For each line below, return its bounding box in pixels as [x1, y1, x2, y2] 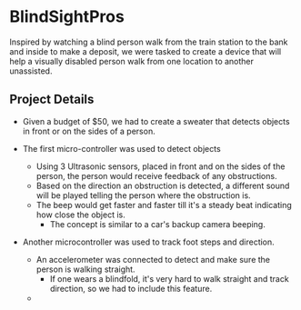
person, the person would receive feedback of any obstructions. [35, 170, 277, 181]
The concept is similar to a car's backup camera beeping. [49, 218, 266, 229]
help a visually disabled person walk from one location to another [9, 55, 255, 66]
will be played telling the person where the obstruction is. [35, 189, 252, 201]
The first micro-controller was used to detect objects [22, 143, 221, 154]
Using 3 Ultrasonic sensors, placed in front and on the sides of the [35, 161, 286, 172]
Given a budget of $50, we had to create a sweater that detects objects [22, 115, 290, 126]
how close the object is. [35, 209, 125, 220]
